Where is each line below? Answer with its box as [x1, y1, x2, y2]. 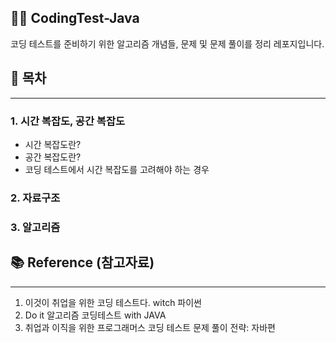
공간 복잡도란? [24, 151, 82, 163]
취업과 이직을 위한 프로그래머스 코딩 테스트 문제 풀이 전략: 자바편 [24, 321, 276, 333]
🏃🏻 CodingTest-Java [10, 10, 140, 27]
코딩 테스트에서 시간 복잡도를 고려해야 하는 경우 [24, 163, 210, 175]
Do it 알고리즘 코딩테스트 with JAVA [24, 309, 167, 321]
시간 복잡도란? [24, 138, 82, 150]
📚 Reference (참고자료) [10, 254, 155, 271]
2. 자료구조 [10, 191, 61, 205]
